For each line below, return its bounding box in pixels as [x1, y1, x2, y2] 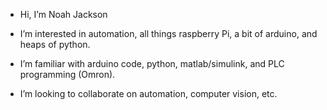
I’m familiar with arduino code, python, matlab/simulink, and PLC [19, 58, 285, 69]
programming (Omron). [19, 69, 116, 80]
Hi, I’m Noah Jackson [19, 9, 108, 20]
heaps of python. [19, 39, 91, 50]
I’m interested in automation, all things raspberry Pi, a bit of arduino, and [19, 28, 318, 39]
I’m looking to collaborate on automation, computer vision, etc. [19, 88, 278, 99]
